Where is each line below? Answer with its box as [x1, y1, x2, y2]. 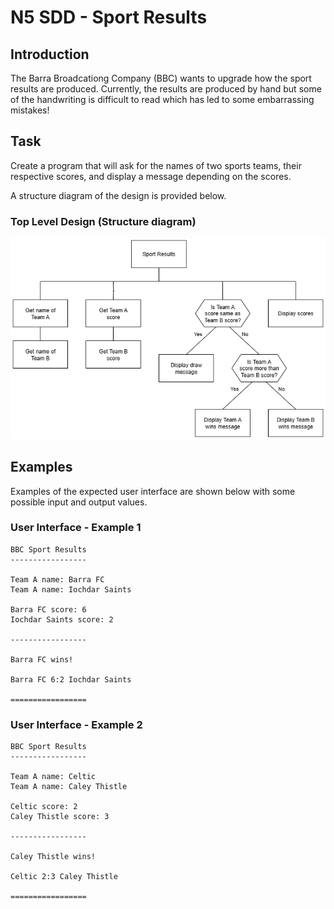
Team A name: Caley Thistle [10, 782, 128, 792]
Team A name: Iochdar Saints [10, 584, 132, 595]
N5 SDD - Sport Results [10, 6, 208, 29]
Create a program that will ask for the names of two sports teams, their [10, 159, 302, 171]
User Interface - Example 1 [10, 521, 142, 535]
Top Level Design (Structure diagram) [10, 214, 197, 228]
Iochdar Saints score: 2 [10, 614, 114, 625]
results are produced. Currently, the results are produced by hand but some [10, 83, 322, 95]
